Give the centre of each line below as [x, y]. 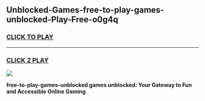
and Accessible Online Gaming [46, 91]
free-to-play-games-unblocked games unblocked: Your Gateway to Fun [99, 84]
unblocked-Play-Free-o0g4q [62, 20]
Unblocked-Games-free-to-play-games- [85, 10]
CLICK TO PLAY [30, 37]
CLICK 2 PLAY [27, 60]
